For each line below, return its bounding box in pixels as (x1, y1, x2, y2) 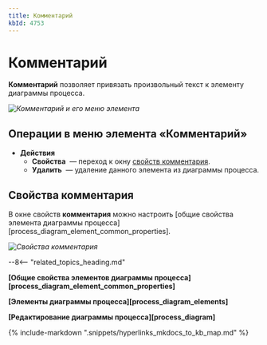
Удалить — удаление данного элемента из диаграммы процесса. (31, 165, 260, 175)
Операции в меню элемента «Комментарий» (8, 127, 248, 141)
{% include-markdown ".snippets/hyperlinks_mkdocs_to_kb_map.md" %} (8, 328, 249, 338)
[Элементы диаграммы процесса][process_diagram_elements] (8, 297, 229, 307)
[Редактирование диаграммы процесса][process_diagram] (8, 312, 216, 322)
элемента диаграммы (8, 218, 84, 228)
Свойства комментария (8, 188, 134, 202)
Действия (19, 149, 56, 158)
